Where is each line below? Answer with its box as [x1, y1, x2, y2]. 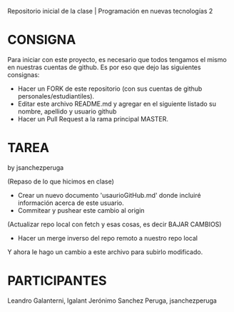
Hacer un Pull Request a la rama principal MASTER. [17, 114, 169, 123]
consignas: [7, 70, 40, 79]
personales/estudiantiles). [17, 91, 95, 100]
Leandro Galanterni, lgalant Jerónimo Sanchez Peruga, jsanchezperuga [7, 296, 218, 305]
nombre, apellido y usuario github [17, 107, 117, 116]
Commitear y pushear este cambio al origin [17, 206, 145, 214]
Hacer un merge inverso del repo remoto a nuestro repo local [17, 233, 198, 242]
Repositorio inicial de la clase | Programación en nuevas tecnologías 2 [7, 7, 213, 15]
